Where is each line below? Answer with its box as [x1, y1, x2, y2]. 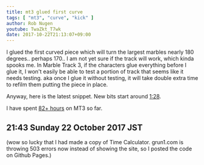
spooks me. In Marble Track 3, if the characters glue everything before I [6, 62, 187, 69]
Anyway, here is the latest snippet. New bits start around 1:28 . [6, 93, 161, 100]
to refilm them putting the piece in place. [6, 81, 108, 89]
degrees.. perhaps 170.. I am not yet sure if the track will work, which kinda [6, 55, 194, 62]
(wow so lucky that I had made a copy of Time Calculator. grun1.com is [6, 138, 184, 145]
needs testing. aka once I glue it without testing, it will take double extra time [6, 75, 199, 82]
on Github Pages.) [6, 151, 52, 159]
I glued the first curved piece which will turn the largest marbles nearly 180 [6, 48, 194, 56]
